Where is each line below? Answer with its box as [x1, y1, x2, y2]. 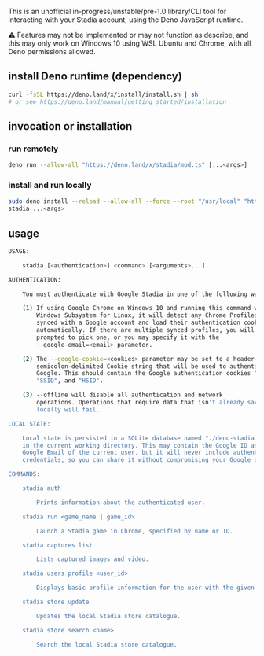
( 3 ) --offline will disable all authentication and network [22, 391, 223, 400]
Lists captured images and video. [36, 555, 149, 563]
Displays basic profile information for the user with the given [36, 584, 255, 592]
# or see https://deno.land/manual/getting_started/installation [8, 98, 226, 105]
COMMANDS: [8, 470, 41, 478]
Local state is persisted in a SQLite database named [22, 434, 202, 442]
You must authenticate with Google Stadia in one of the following [22, 290, 247, 298]
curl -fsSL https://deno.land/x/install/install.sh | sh [8, 90, 199, 98]
